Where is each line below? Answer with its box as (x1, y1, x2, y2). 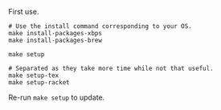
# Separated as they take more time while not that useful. (8, 64, 215, 72)
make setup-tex (8, 71, 59, 79)
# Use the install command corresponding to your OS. (8, 22, 193, 31)
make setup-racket (8, 79, 70, 87)
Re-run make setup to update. (8, 92, 105, 102)
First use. (8, 7, 39, 16)
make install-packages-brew (8, 36, 103, 44)
